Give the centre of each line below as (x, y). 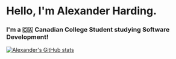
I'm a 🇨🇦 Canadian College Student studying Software (88, 30)
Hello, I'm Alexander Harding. (82, 11)
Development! (27, 37)
